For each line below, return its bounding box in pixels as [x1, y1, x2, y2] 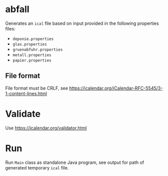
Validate [5, 108, 41, 119]
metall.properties [12, 52, 52, 58]
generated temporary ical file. [5, 164, 69, 170]
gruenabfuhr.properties [12, 47, 63, 52]
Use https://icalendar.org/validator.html [5, 125, 87, 131]
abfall [5, 4, 29, 15]
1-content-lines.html [5, 90, 47, 97]
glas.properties [12, 41, 47, 47]
